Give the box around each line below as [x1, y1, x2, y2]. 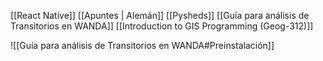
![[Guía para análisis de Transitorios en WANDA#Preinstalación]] [10, 40, 275, 51]
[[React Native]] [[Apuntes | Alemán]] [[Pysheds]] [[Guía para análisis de [10, 10, 310, 21]
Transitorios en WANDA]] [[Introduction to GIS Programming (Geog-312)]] [10, 20, 314, 32]
